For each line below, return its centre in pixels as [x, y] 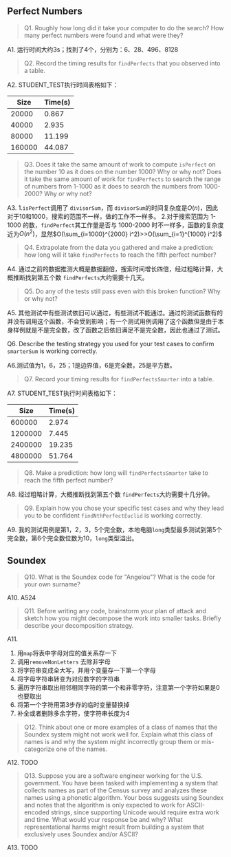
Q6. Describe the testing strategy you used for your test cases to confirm [111, 344]
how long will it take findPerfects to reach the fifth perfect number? [120, 255]
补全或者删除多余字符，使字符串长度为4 [73, 713]
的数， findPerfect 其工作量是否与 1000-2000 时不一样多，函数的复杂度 [123, 225]
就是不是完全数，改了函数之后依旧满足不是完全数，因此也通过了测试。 [124, 330]
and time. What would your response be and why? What [103, 820]
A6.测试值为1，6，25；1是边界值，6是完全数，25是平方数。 [92, 366]
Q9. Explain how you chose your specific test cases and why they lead [124, 508]
